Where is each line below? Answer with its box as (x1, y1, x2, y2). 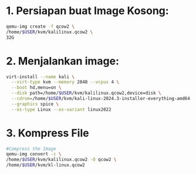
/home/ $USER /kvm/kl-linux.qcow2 (6, 162, 85, 168)
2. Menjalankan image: (6, 54, 119, 68)
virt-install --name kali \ (6, 73, 75, 80)
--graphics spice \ (11, 101, 59, 107)
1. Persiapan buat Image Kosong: (6, 4, 169, 18)
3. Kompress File (6, 126, 89, 139)
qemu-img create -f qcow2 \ (6, 24, 75, 29)
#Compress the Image (6, 146, 57, 152)
